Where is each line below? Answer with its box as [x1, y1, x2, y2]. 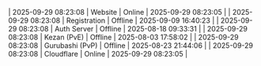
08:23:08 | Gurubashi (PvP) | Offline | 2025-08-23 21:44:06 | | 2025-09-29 [8, 41, 254, 50]
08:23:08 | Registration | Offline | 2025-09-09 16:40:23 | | [30, 16, 219, 25]
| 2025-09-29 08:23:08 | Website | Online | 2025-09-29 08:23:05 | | [8, 8, 231, 16]
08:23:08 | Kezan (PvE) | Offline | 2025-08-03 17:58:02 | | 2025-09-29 [8, 32, 239, 42]
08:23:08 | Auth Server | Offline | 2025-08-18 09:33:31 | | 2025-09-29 [18, 24, 248, 33]
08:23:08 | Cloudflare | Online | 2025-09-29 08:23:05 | [8, 49, 188, 58]
